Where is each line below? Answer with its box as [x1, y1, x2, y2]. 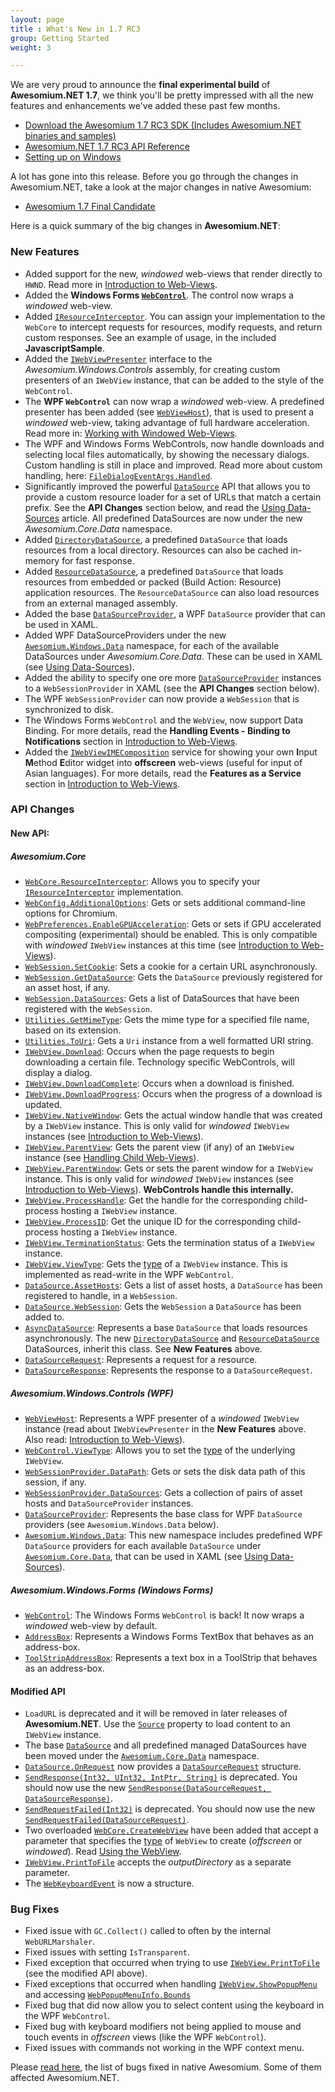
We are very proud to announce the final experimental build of [10, 79, 271, 91]
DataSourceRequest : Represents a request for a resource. [24, 1354, 258, 1366]
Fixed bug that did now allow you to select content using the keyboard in [24, 1999, 325, 2011]
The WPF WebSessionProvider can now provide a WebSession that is [24, 692, 300, 705]
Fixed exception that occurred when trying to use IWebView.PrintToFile [24, 1957, 320, 1969]
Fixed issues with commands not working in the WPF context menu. [24, 2042, 305, 2054]
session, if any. [24, 1476, 87, 1488]
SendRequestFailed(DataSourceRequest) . [24, 1814, 190, 1826]
